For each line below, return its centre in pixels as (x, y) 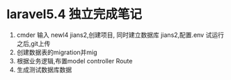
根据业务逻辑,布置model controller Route (74, 61)
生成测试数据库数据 (44, 70)
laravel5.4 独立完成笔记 (74, 14)
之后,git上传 (33, 43)
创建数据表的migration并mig (57, 52)
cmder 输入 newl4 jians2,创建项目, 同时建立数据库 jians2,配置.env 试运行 (120, 35)
